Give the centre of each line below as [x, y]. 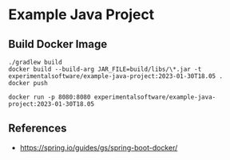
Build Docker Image [58, 44]
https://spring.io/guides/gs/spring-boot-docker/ [99, 147]
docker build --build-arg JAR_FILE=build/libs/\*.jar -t [105, 69]
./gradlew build [35, 62]
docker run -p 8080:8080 [50, 97]
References [38, 129]
